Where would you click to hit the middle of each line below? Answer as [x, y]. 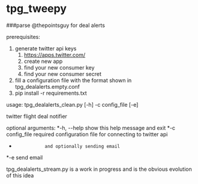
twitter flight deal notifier [37, 116]
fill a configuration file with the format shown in [73, 80]
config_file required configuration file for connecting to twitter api [87, 134]
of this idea [20, 175]
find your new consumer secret [63, 74]
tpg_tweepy [37, 9]
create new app [43, 61]
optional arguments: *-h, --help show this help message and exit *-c [91, 128]
